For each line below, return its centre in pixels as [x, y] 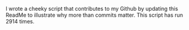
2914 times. [20, 21]
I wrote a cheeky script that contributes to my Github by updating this [92, 9]
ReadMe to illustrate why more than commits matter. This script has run [94, 15]
